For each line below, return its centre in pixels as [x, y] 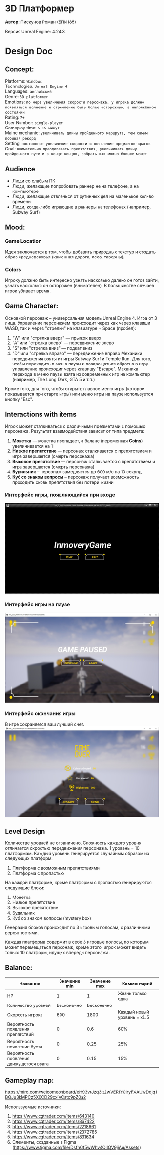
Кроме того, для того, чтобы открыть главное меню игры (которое [75, 388]
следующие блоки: [25, 888]
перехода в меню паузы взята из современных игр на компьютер [81, 374]
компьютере [25, 191]
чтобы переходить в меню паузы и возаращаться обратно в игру [80, 364]
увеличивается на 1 [32, 446]
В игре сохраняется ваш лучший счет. [45, 724]
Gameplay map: [30, 1080]
